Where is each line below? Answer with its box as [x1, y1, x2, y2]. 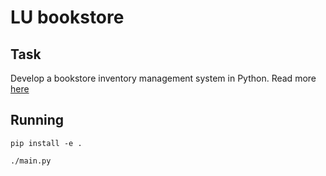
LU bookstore [10, 6, 125, 29]
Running [10, 112, 65, 129]
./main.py [10, 156, 52, 166]
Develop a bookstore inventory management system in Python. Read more [10, 72, 317, 84]
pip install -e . [10, 138, 83, 148]
